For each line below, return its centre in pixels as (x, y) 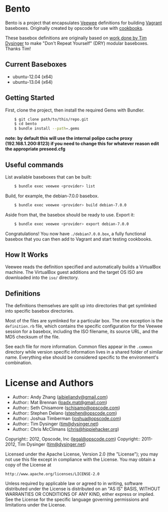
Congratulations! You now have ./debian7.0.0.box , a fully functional (76, 234)
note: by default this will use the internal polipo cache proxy (69, 138)
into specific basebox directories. (40, 311)
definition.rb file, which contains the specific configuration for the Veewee (84, 326)
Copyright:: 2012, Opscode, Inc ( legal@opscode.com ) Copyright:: (73, 439)
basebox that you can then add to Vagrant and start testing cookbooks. (79, 239)
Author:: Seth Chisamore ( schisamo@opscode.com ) (66, 408)
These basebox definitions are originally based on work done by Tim (76, 38)
